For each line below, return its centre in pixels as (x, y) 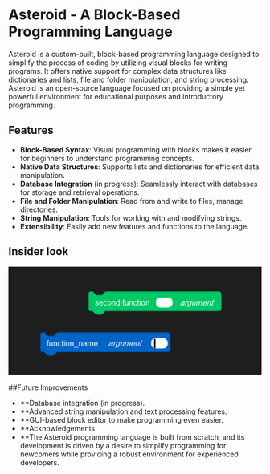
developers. (40, 462)
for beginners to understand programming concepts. (107, 158)
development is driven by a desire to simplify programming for (123, 445)
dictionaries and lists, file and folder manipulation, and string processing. (129, 79)
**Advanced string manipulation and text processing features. (123, 411)
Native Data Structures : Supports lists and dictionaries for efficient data (139, 167)
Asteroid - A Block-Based (94, 15)
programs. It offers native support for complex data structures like (117, 71)
